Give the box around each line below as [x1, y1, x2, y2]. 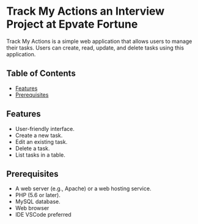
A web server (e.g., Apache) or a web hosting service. [15, 185, 152, 192]
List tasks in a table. [15, 151, 65, 159]
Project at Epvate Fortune [6, 17, 138, 31]
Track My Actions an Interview [6, 4, 165, 18]
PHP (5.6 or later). [15, 192, 61, 199]
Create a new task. [15, 132, 63, 139]
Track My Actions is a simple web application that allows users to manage [6, 37, 193, 45]
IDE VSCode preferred [15, 211, 71, 218]
